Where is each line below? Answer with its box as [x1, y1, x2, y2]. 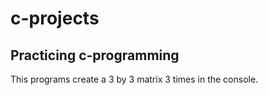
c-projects [10, 7, 100, 30]
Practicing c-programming [10, 47, 180, 64]
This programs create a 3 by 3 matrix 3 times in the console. [10, 73, 259, 85]
